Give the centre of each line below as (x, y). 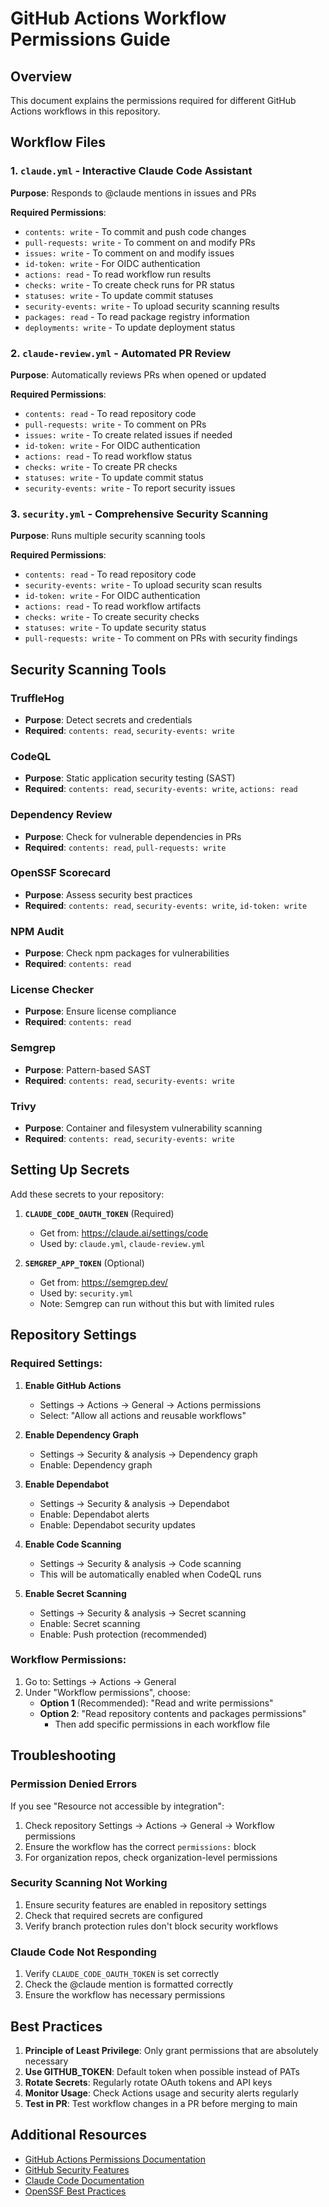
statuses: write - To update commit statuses (119, 295)
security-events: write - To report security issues (130, 488)
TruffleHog (37, 698)
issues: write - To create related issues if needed (128, 434)
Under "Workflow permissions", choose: (107, 1692)
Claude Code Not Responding (83, 1952)
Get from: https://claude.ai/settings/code (124, 1233)
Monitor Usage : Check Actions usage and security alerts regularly (161, 2093)
